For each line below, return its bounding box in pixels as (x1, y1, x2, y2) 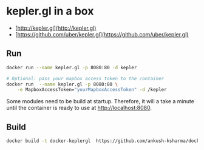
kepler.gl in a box (6, 4, 94, 18)
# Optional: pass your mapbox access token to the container (6, 75, 165, 81)
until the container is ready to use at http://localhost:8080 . (6, 104, 152, 112)
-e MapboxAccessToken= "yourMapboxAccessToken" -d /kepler (17, 87, 167, 93)
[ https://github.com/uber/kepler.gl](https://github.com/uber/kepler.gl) (15, 30, 189, 38)
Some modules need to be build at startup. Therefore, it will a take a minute (6, 98, 194, 105)
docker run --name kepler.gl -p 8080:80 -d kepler (6, 64, 137, 70)
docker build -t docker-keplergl (6, 138, 91, 144)
